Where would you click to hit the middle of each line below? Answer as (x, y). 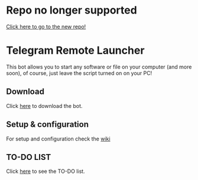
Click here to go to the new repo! (46, 27)
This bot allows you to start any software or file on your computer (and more (99, 67)
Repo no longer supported (72, 10)
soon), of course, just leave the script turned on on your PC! (79, 73)
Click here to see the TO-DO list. (46, 171)
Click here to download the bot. (44, 106)
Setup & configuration (47, 125)
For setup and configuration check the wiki (58, 139)
